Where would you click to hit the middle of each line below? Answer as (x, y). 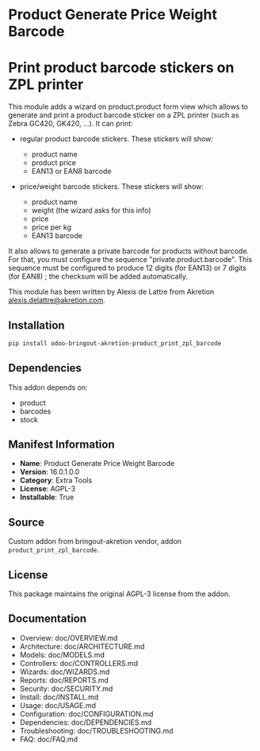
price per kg (51, 227)
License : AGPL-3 (48, 489)
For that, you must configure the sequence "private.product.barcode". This (130, 260)
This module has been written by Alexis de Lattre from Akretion (111, 292)
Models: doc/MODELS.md (62, 655)
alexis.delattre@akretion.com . (57, 300)
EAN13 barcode (57, 236)
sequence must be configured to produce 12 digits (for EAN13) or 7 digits (128, 268)
